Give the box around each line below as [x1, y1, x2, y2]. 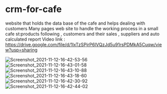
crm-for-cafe [5, 4, 62, 15]
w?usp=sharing [5, 47, 38, 53]
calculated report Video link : [5, 36, 66, 42]
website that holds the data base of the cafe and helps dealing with [5, 20, 146, 26]
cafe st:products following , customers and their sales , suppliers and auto [5, 31, 160, 37]
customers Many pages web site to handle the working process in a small [5, 25, 158, 31]
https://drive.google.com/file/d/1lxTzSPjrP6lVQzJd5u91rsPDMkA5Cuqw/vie [5, 41, 162, 47]
